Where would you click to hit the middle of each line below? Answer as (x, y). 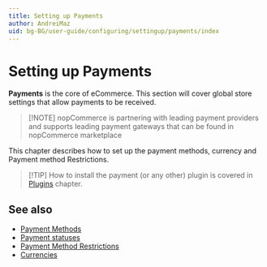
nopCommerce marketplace (75, 136)
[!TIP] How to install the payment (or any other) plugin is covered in (140, 175)
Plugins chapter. (55, 184)
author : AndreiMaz (39, 24)
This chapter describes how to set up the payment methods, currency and (133, 151)
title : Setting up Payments (56, 16)
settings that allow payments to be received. (82, 102)
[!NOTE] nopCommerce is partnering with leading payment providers (144, 118)
